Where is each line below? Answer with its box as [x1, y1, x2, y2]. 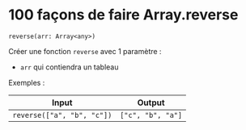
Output [137, 97, 165, 108]
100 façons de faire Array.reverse [8, 6, 239, 24]
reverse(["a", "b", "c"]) [12, 111, 112, 120]
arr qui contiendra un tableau [19, 62, 119, 72]
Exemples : [8, 78, 45, 87]
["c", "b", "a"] [120, 111, 183, 120]
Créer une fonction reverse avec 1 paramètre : [8, 46, 162, 56]
